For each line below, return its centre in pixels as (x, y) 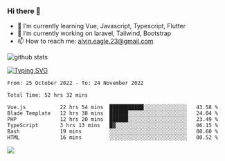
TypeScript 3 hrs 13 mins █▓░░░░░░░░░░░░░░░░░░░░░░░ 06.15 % (112, 126)
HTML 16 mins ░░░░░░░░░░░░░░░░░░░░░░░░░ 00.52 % (112, 138)
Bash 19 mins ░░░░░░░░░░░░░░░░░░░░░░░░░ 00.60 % (112, 132)
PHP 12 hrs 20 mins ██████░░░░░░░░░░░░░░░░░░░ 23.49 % (112, 120)
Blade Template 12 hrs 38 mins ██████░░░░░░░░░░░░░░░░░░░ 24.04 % (112, 113)
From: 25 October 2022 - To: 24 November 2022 (75, 83)
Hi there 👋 (24, 11)
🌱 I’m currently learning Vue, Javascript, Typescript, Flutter (101, 26)
